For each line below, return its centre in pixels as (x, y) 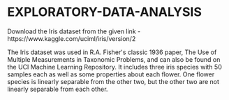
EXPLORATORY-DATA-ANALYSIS (105, 12)
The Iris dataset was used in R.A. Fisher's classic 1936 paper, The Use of (112, 52)
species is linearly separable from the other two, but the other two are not (113, 81)
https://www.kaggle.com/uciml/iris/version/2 (72, 38)
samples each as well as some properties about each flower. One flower (111, 74)
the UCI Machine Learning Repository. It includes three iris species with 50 (114, 67)
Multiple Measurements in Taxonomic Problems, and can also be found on (114, 59)
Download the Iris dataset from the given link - (74, 31)
